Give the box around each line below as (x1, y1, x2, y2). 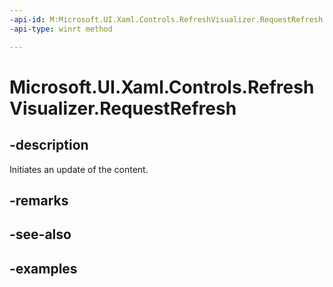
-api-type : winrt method (9, 24, 113, 34)
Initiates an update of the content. (9, 163, 149, 175)
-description (9, 137, 89, 154)
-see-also (9, 226, 72, 243)
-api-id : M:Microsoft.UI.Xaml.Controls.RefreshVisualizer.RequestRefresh (9, 14, 324, 25)
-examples (9, 260, 78, 277)
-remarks (9, 192, 69, 209)
